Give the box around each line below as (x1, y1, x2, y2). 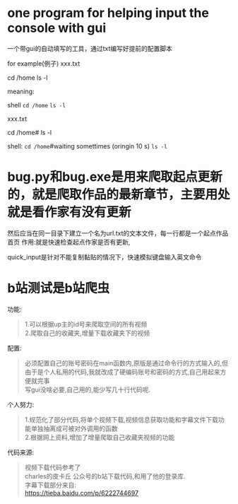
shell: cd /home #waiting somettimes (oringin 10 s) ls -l (7, 141, 168, 150)
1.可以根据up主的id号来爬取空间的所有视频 (24, 320, 148, 328)
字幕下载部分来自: (24, 481, 76, 489)
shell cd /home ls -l (7, 100, 66, 109)
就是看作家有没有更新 (7, 204, 132, 221)
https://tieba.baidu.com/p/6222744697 (24, 488, 139, 497)
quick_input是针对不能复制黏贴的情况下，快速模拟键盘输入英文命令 (7, 252, 202, 261)
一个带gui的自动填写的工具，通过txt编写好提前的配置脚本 (7, 44, 173, 52)
